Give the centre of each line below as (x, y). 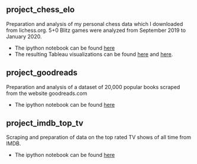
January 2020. (24, 36)
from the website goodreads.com (47, 93)
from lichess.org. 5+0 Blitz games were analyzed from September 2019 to (96, 30)
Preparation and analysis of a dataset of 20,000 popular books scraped (93, 87)
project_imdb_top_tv (45, 123)
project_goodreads (42, 73)
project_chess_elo (41, 10)
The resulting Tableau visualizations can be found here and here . (94, 54)
